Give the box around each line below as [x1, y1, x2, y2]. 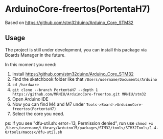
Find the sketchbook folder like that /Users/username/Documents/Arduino [12, 76, 158, 82]
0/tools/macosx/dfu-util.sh [5, 130, 63, 135]
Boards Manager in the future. [5, 52, 66, 58]
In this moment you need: [5, 61, 56, 67]
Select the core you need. [12, 111, 65, 116]
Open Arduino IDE [12, 96, 49, 102]
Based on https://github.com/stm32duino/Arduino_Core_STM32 [5, 20, 134, 25]
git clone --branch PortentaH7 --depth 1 [12, 87, 98, 93]
